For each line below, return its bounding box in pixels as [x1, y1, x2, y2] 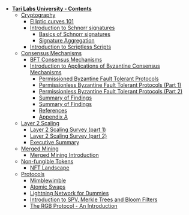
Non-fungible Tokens [20, 158, 74, 165]
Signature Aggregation [38, 37, 95, 44]
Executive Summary [29, 139, 80, 146]
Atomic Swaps [29, 183, 66, 190]
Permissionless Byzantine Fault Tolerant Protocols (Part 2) [38, 88, 183, 95]
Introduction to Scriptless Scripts [29, 43, 112, 50]
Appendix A [38, 113, 68, 120]
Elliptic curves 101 [29, 18, 74, 25]
